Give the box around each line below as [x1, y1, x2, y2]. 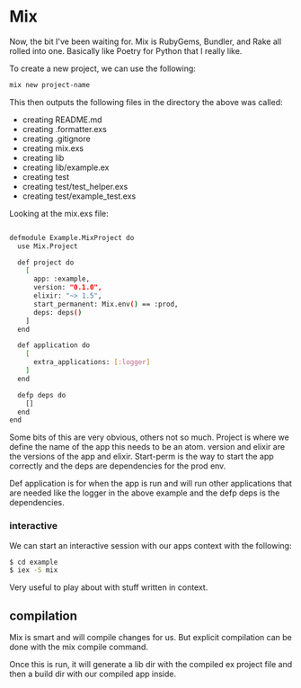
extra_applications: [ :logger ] [32, 358, 151, 367]
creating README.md [22, 114, 102, 125]
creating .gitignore [22, 133, 92, 144]
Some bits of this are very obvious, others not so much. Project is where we [9, 432, 289, 442]
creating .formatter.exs [22, 123, 108, 134]
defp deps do [17, 390, 66, 399]
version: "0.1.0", [32, 283, 102, 292]
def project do [17, 258, 75, 267]
